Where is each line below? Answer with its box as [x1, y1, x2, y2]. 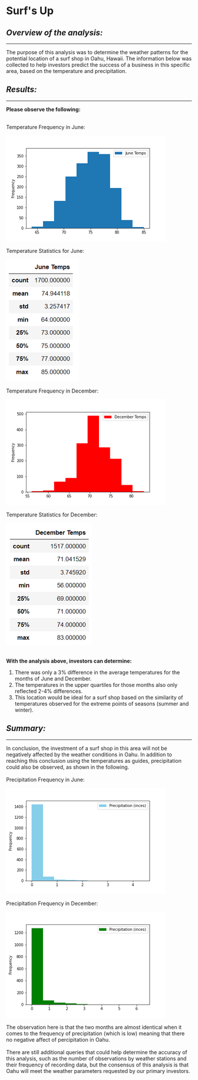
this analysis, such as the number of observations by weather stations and [6, 1055, 187, 1062]
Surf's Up [6, 4, 54, 18]
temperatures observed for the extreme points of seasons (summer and [14, 700, 189, 707]
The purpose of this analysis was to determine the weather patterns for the [6, 49, 189, 55]
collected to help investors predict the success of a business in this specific [6, 61, 190, 68]
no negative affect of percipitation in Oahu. [6, 1036, 110, 1043]
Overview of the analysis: [6, 28, 103, 38]
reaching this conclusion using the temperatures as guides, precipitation [6, 757, 181, 764]
